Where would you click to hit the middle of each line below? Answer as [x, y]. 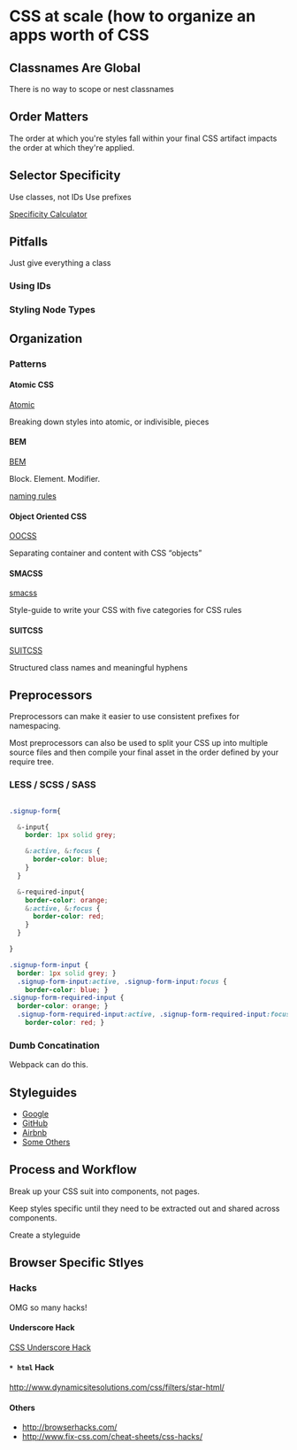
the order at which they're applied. [72, 147]
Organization [46, 338]
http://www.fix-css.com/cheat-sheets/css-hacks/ [112, 1437]
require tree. [32, 762]
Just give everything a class [60, 263]
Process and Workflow [73, 1170]
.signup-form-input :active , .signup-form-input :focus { [122, 981]
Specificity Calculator [48, 213]
